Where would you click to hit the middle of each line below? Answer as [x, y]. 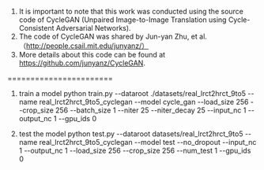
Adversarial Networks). [93, 28]
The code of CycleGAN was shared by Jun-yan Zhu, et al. [113, 36]
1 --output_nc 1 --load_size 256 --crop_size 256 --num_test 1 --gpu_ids [135, 150]
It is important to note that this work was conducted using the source [131, 11]
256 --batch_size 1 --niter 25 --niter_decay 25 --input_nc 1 [151, 110]
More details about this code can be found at [92, 55]
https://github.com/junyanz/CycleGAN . [82, 63]
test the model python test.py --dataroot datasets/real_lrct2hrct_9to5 [131, 134]
